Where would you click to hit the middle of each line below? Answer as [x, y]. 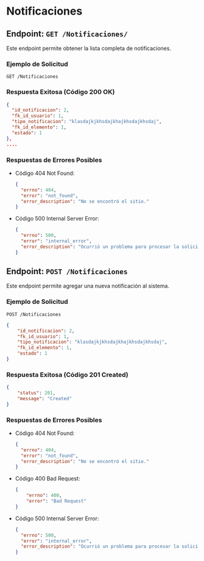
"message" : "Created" [44, 398]
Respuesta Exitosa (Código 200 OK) [61, 92]
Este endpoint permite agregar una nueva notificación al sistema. [88, 286]
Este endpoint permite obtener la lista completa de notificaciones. [89, 48]
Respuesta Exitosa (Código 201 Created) [68, 375]
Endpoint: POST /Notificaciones [67, 271]
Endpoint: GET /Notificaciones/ [67, 34]
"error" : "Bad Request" [56, 501]
